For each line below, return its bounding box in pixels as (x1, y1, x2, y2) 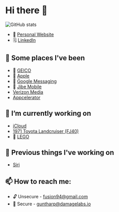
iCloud (12, 122, 27, 129)
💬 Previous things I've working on (5, 148, 114, 157)
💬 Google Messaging (12, 78, 57, 84)
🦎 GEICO (12, 67, 32, 73)
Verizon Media (12, 89, 43, 95)
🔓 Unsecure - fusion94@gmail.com (12, 194, 88, 200)
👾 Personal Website (12, 31, 54, 37)
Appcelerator (12, 94, 41, 100)
